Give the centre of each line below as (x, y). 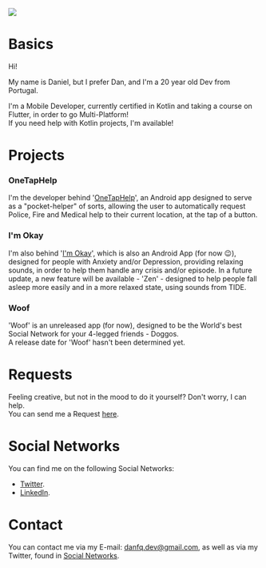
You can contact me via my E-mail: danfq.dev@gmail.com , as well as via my (133, 547)
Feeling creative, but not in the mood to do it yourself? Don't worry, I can (127, 397)
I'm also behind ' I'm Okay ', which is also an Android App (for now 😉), (123, 253)
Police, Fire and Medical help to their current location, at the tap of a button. (133, 215)
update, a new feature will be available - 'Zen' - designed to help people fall (133, 278)
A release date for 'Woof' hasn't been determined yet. (97, 342)
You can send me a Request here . (64, 413)
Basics (31, 44)
